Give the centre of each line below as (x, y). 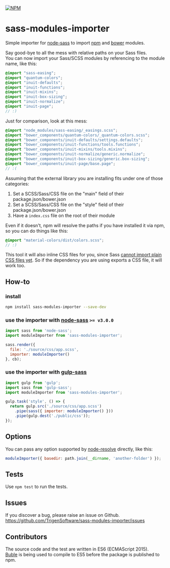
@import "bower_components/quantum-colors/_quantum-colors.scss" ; (78, 135)
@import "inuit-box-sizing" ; (36, 97)
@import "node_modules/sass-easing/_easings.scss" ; (61, 130)
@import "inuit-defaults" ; (34, 83)
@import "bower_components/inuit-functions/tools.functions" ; (73, 145)
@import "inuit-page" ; (29, 107)
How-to (18, 282)
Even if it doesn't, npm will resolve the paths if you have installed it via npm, (85, 225)
